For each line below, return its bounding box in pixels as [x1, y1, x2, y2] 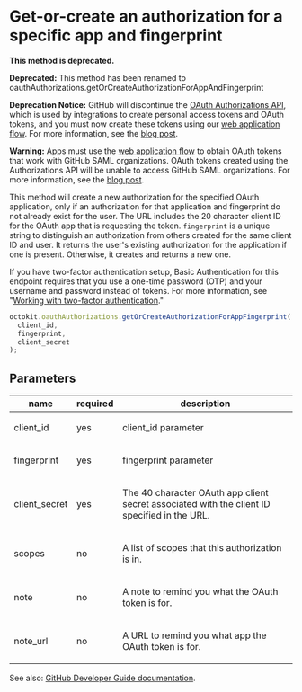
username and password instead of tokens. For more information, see [9, 285, 268, 296]
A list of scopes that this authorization [122, 542, 282, 554]
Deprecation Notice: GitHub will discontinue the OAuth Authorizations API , [9, 99, 287, 110]
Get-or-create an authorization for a [9, 6, 283, 27]
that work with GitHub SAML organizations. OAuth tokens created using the [9, 155, 289, 165]
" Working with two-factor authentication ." [9, 295, 164, 306]
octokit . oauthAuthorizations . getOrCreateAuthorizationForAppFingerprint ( [9, 312, 292, 321]
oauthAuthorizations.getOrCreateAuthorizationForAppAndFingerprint [9, 82, 264, 93]
